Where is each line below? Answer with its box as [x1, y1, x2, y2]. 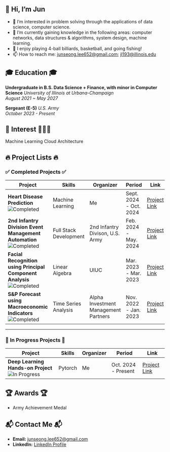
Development [53, 233, 85, 240]
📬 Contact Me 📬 [5, 420, 62, 429]
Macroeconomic [8, 304, 48, 311]
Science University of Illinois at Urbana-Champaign [5, 90, 114, 96]
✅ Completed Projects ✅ [5, 168, 67, 175]
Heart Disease [8, 193, 43, 200]
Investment [89, 300, 116, 307]
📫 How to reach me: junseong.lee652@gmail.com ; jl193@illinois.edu [12, 51, 156, 57]
